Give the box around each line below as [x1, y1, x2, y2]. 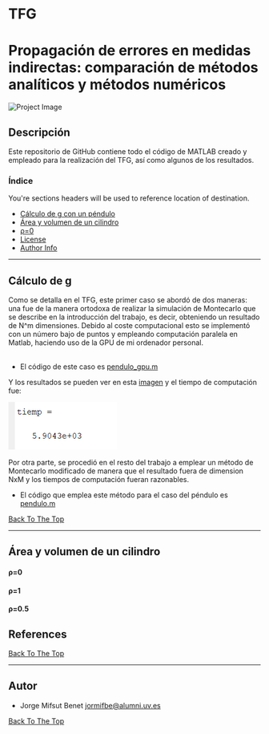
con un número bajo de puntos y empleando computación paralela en [8, 330, 239, 339]
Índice [8, 175, 34, 186]
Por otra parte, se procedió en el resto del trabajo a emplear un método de [8, 458, 254, 468]
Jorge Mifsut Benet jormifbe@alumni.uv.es [19, 700, 162, 710]
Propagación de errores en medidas [8, 42, 251, 60]
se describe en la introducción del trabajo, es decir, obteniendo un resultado [8, 312, 260, 322]
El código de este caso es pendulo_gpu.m [19, 362, 159, 371]
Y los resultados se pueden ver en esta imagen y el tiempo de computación [8, 378, 258, 387]
